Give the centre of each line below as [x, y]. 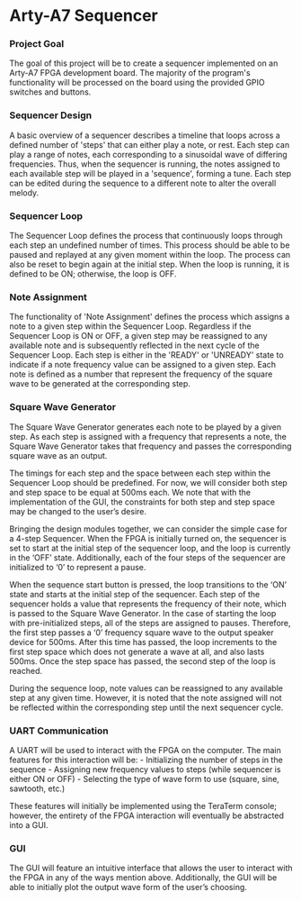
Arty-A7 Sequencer [84, 16]
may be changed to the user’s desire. [78, 511]
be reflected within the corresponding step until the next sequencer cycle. [146, 707]
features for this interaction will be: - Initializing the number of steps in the [146, 760]
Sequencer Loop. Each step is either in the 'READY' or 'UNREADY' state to [147, 355]
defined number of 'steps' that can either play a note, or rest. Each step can [150, 144]
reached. [26, 670]
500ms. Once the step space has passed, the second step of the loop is [142, 661]
